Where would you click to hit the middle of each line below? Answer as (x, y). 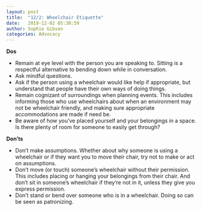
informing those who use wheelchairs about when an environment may (103, 102)
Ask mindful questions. (43, 76)
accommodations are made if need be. (63, 115)
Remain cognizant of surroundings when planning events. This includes (104, 95)
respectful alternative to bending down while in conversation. (91, 69)
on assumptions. (36, 163)
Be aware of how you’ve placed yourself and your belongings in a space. (106, 121)
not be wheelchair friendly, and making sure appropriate (85, 108)
